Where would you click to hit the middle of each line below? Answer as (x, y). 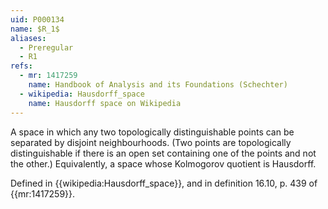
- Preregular (46, 47)
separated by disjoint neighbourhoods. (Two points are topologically (151, 142)
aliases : (28, 38)
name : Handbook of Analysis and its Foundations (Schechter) (158, 85)
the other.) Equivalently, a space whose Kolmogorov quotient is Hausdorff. (163, 163)
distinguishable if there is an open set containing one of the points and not (163, 153)
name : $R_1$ (35, 29)
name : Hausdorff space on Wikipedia (105, 103)
